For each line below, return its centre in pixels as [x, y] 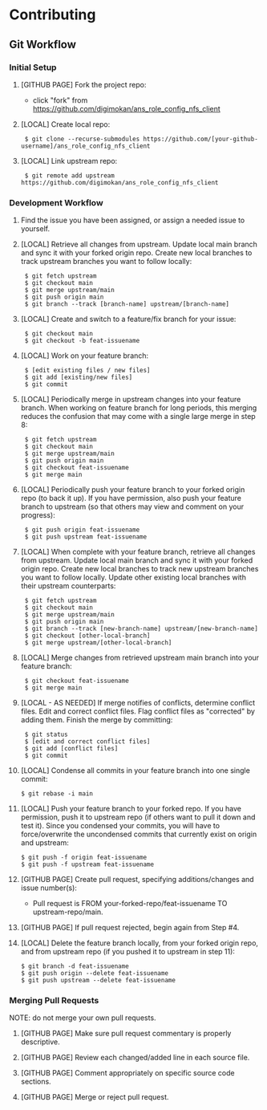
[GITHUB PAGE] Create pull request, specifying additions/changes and [138, 880]
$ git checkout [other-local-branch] [87, 636]
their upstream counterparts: [68, 586]
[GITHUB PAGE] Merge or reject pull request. [95, 1097]
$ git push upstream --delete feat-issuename [98, 981]
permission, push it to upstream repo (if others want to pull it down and [138, 817]
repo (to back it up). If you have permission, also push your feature [131, 498]
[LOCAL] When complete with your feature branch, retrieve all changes [138, 552]
